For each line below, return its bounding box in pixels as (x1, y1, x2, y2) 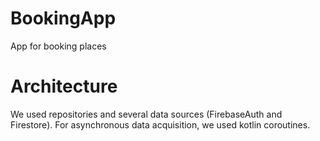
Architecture (10, 75, 118, 98)
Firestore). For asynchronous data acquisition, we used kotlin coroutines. (10, 118, 311, 131)
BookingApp (10, 7, 117, 30)
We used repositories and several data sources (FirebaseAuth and (10, 108, 283, 120)
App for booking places (10, 40, 107, 52)
